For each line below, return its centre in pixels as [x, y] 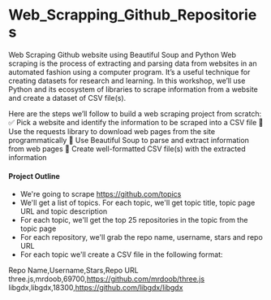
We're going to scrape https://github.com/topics [101, 194]
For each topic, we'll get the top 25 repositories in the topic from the [134, 220]
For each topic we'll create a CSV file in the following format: [121, 254]
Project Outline [34, 176]
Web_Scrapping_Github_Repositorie [133, 15]
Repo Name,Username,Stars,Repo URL [74, 271]
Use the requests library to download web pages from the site [112, 131]
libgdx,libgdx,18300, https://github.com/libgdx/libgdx [96, 288]
